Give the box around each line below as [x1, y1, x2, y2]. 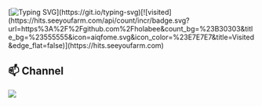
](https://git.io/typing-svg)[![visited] [56, 8, 172, 16]
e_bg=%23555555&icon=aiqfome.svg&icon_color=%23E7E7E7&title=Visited [8, 32, 255, 42]
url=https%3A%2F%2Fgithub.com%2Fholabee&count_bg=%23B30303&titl [8, 24, 253, 33]
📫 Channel [8, 64, 64, 78]
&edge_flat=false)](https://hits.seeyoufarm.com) [8, 41, 165, 50]
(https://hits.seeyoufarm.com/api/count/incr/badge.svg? [8, 16, 190, 25]
